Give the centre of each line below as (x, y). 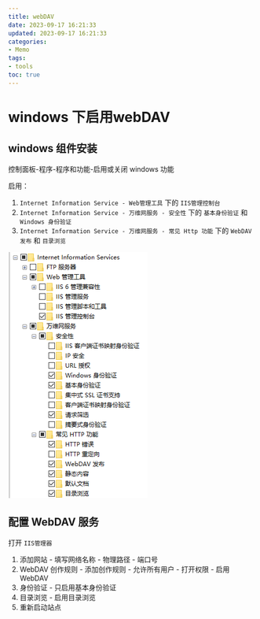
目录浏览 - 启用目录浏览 (58, 597)
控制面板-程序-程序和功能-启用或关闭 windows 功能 (91, 169)
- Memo (19, 50)
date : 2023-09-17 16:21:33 (52, 25)
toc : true (24, 75)
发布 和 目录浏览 (43, 240)
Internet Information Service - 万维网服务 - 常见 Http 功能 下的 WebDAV (135, 230)
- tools (21, 67)
